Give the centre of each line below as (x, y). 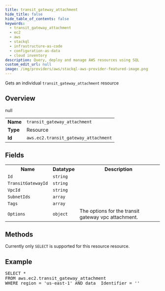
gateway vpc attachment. (109, 217)
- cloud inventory (28, 55)
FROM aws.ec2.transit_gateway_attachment (56, 278)
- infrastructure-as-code (36, 46)
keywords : (15, 23)
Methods (19, 235)
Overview (20, 99)
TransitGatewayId (28, 183)
